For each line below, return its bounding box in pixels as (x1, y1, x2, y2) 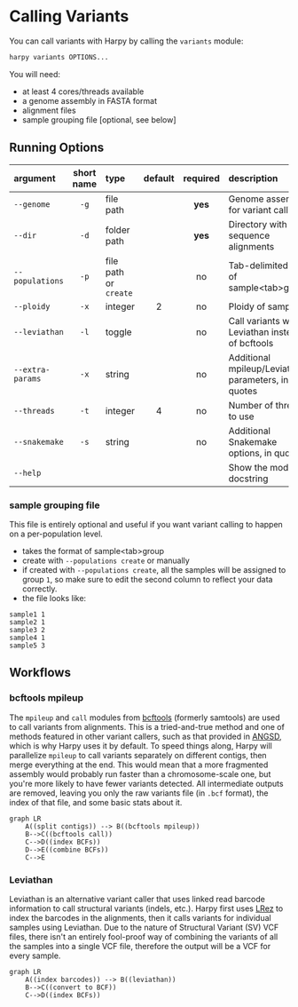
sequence (228, 229, 271, 242)
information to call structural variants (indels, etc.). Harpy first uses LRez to (9, 903, 284, 914)
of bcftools (228, 337, 274, 349)
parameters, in (228, 373, 289, 385)
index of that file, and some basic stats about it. (9, 797, 183, 807)
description (228, 171, 278, 184)
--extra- (13, 364, 51, 375)
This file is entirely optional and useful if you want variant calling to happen (9, 519, 284, 529)
